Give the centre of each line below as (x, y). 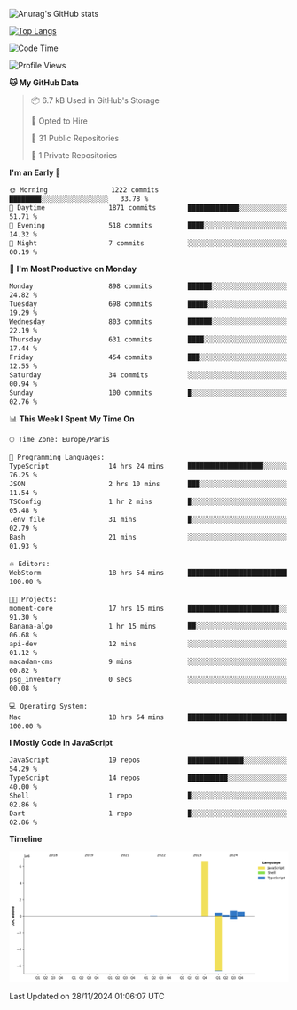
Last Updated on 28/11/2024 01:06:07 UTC (87, 997)
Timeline (26, 839)
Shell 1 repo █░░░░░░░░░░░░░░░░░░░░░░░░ (148, 796)
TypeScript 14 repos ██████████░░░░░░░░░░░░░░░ (148, 778)
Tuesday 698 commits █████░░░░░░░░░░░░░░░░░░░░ (148, 304)
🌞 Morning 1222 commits (84, 190)
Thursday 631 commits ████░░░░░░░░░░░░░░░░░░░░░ (148, 340)
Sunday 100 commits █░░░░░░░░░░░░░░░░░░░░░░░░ (148, 393)
